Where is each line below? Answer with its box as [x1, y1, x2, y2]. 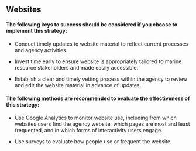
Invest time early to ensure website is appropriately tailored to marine [14, 58, 182, 65]
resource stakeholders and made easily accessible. [14, 64, 139, 71]
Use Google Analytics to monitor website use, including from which [14, 114, 177, 121]
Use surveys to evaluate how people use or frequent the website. [14, 138, 172, 145]
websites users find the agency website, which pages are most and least [14, 120, 190, 128]
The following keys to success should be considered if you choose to [6, 20, 177, 28]
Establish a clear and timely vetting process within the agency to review [14, 75, 187, 83]
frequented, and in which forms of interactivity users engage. [14, 126, 163, 133]
